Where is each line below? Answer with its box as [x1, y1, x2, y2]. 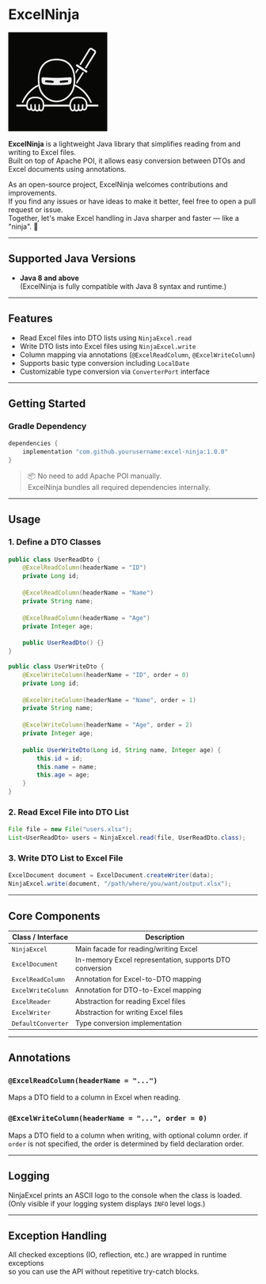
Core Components [8, 909, 101, 923]
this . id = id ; [36, 754, 83, 762]
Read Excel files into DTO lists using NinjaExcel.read [19, 332, 192, 342]
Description [145, 933, 184, 942]
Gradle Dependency [8, 420, 87, 431]
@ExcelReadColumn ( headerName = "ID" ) [22, 564, 147, 572]
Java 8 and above [19, 273, 79, 283]
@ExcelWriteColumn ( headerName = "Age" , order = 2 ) [22, 721, 193, 729]
